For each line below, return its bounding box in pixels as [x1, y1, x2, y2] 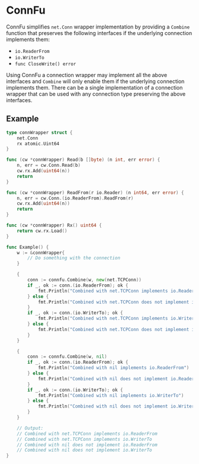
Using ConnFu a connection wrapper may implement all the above [6, 71, 168, 78]
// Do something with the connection [27, 255, 120, 261]
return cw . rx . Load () [17, 228, 68, 234]
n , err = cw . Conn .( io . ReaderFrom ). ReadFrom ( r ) [17, 195, 134, 201]
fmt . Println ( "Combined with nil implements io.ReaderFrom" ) [37, 365, 190, 371]
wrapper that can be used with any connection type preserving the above [6, 90, 186, 97]
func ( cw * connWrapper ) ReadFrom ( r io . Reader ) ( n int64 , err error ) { [6, 189, 184, 196]
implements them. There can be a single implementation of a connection [6, 84, 183, 91]
